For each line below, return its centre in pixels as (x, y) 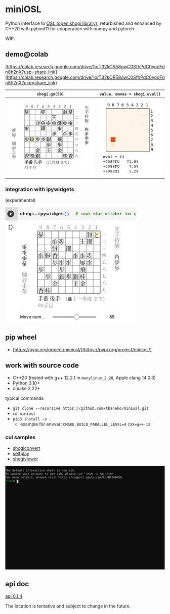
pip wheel (21, 337)
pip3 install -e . (32, 419)
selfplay (21, 453)
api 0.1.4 (14, 596)
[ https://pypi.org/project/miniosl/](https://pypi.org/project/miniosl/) (82, 349)
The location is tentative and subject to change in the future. (68, 606)
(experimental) (20, 200)
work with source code (42, 366)
